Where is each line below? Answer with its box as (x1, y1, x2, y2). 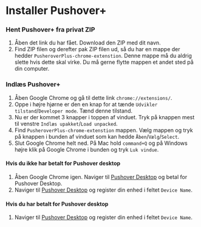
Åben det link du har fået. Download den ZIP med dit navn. (14, 39, 162, 46)
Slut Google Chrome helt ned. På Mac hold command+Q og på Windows (14, 139, 188, 147)
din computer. (14, 65, 50, 72)
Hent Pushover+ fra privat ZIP (5, 26, 95, 34)
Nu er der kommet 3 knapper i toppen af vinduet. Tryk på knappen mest (14, 113, 195, 120)
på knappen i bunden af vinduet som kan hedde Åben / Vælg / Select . (14, 133, 180, 140)
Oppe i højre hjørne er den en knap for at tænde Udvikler (14, 100, 158, 108)
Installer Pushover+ (5, 4, 107, 18)
